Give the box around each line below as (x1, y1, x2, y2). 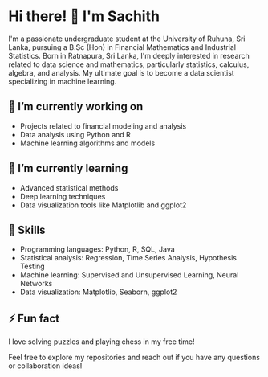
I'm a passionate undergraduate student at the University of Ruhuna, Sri (8, 34, 246, 43)
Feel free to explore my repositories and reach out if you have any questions (8, 353, 261, 363)
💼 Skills (8, 223, 46, 236)
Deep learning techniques (19, 191, 106, 201)
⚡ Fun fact (8, 311, 60, 325)
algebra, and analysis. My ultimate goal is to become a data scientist (8, 68, 234, 77)
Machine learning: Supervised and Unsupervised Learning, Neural (19, 270, 239, 280)
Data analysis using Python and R (19, 129, 131, 139)
